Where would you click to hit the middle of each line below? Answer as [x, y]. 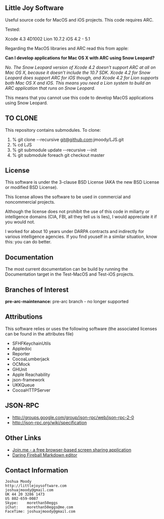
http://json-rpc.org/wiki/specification [49, 423]
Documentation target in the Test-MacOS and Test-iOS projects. [70, 274]
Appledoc [22, 348]
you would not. [20, 222]
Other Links [23, 438]
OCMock [21, 364]
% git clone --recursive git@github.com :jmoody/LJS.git [68, 140]
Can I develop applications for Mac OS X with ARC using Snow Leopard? [80, 58]
